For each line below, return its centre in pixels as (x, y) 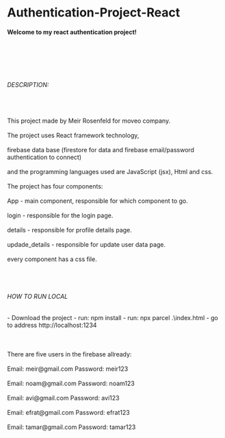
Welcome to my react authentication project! (72, 32)
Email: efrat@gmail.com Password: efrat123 (68, 412)
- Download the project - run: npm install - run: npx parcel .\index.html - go (113, 317)
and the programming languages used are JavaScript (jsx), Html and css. (110, 171)
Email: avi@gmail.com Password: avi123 (63, 398)
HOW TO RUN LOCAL (38, 297)
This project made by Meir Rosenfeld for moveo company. (89, 121)
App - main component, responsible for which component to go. (97, 201)
